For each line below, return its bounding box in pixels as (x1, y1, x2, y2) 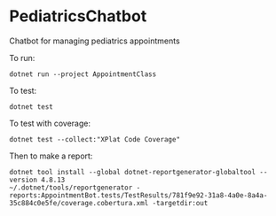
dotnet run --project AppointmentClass (9, 69, 157, 79)
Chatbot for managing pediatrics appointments (9, 35, 180, 46)
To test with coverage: (9, 118, 91, 128)
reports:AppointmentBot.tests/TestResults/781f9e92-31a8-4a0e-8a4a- (9, 190, 268, 200)
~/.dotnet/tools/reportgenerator (9, 183, 133, 192)
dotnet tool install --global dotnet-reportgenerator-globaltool (9, 167, 256, 176)
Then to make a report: (9, 150, 93, 161)
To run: (9, 52, 35, 63)
